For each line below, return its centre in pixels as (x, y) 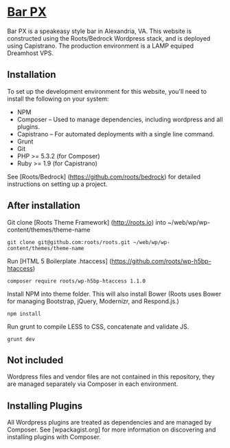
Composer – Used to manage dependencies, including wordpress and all (120, 119)
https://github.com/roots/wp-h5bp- (161, 261)
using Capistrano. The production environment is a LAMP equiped (101, 45)
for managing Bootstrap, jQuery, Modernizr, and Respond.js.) (93, 301)
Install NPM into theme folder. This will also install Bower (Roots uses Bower (114, 294)
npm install (24, 314)
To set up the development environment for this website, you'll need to (107, 91)
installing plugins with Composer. (54, 437)
